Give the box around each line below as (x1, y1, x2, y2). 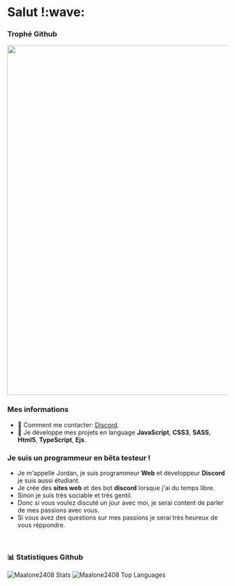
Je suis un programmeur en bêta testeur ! (7, 452, 151, 462)
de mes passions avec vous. (17, 506, 99, 515)
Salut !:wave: (7, 4, 85, 20)
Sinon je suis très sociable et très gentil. (17, 491, 133, 500)
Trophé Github (7, 29, 57, 39)
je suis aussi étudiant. (17, 476, 80, 485)
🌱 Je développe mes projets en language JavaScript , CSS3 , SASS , (17, 428, 211, 436)
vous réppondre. (17, 521, 66, 529)
